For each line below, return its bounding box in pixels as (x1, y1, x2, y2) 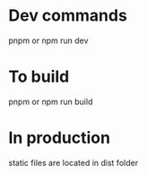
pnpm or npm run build (8, 96, 93, 107)
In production (8, 127, 111, 148)
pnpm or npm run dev (8, 35, 89, 46)
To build (8, 66, 70, 87)
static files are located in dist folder (8, 157, 139, 168)
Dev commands (8, 5, 127, 26)
